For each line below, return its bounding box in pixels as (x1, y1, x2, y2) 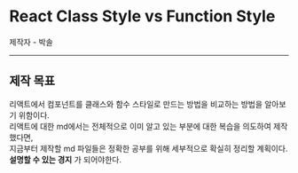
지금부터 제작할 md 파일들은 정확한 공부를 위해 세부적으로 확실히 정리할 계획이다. (9, 143, 288, 153)
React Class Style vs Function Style (9, 6, 276, 27)
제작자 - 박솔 (9, 36, 53, 47)
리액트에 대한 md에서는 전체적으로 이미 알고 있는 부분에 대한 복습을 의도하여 (9, 121, 272, 131)
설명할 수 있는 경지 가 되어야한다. (9, 153, 122, 165)
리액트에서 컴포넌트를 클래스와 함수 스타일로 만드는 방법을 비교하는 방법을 (9, 98, 263, 109)
